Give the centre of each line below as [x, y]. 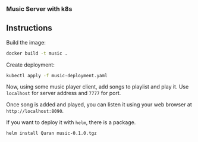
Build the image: [26, 42]
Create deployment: [30, 65]
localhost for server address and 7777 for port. [64, 93]
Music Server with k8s [39, 9]
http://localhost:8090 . [35, 111]
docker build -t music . [37, 53]
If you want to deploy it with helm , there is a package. [71, 122]
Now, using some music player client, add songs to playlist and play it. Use [98, 87]
